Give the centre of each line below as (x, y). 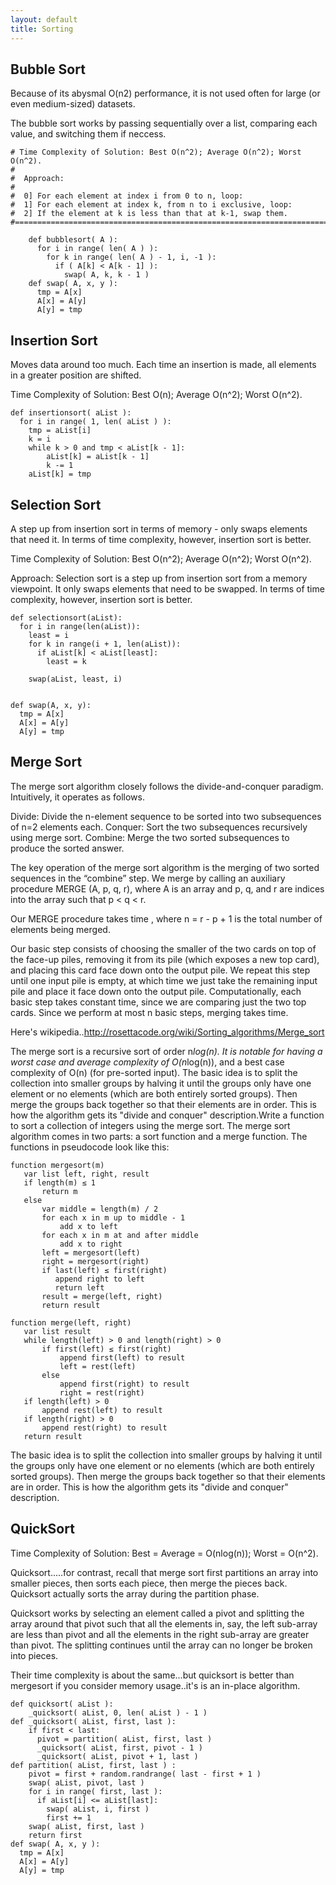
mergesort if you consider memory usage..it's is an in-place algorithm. (155, 1685)
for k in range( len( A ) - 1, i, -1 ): (131, 257)
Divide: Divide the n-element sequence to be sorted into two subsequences (166, 816)
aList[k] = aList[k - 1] (98, 457)
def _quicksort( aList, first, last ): (93, 1721)
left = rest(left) (98, 1366)
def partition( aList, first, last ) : (93, 1765)
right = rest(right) (102, 1392)
